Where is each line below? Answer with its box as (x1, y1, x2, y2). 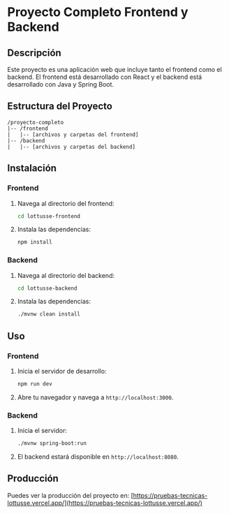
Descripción (7, 47, 61, 59)
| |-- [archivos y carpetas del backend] (7, 143, 136, 150)
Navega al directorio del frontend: (17, 199, 114, 207)
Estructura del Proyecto (7, 101, 113, 112)
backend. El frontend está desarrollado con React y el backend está (7, 73, 202, 81)
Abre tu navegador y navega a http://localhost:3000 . (17, 392, 174, 402)
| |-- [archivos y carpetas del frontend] (7, 131, 139, 138)
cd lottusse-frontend (17, 212, 80, 220)
